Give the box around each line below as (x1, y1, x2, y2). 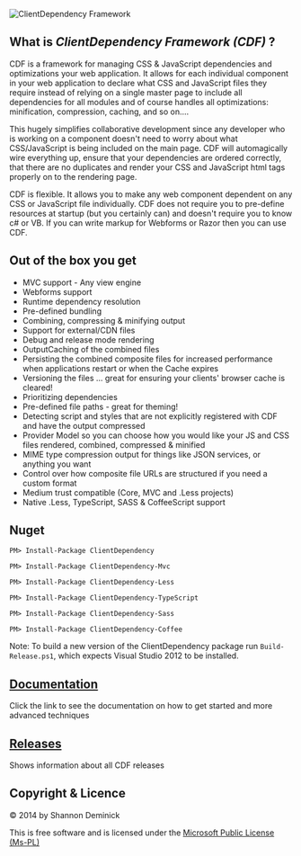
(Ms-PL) (9, 836, 40, 847)
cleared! (22, 382, 54, 393)
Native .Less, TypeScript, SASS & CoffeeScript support (22, 496, 226, 507)
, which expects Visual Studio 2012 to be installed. (53, 650, 240, 661)
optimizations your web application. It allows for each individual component (9, 67, 289, 78)
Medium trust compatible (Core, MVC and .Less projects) (22, 486, 235, 498)
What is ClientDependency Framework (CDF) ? (9, 34, 276, 49)
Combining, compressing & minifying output (22, 315, 186, 325)
